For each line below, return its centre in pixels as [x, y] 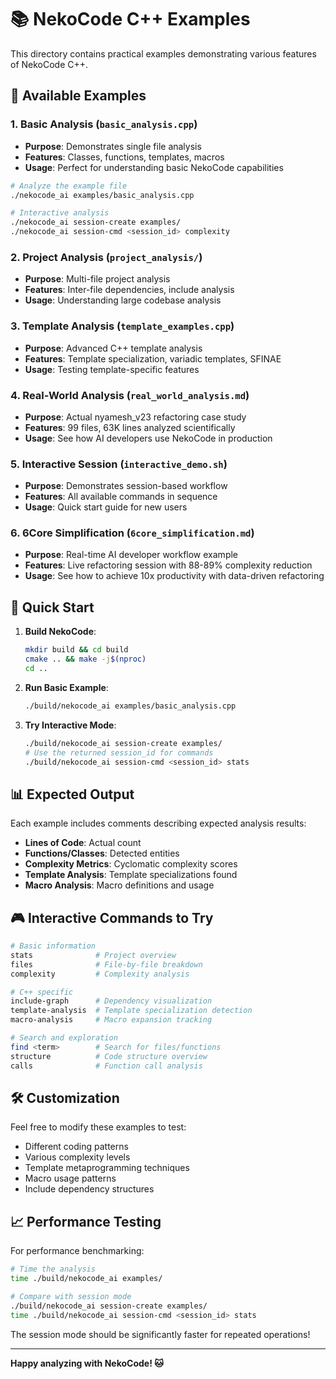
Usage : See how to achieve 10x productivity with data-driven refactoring [174, 576]
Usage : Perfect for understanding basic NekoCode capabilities [154, 167]
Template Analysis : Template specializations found [131, 875]
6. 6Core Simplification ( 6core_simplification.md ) [132, 533]
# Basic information [53, 946]
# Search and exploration [64, 1038]
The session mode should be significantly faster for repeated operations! [160, 1334]
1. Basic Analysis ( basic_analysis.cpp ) [104, 124]
